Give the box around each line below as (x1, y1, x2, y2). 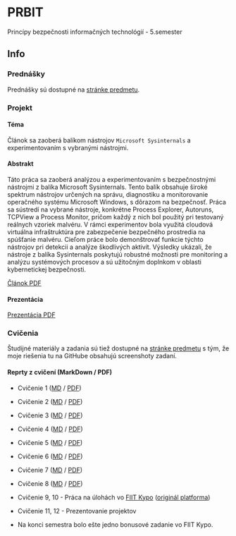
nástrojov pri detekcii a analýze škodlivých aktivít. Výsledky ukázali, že (7, 243, 213, 251)
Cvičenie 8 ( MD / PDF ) (17, 479, 83, 487)
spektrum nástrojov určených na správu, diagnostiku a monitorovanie (7, 190, 209, 198)
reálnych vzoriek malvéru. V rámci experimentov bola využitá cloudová (7, 220, 213, 229)
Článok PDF (7, 279, 42, 287)
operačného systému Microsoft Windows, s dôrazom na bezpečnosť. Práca (7, 197, 227, 206)
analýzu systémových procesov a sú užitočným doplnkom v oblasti (7, 257, 202, 266)
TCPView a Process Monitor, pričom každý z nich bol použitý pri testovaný (7, 212, 224, 221)
